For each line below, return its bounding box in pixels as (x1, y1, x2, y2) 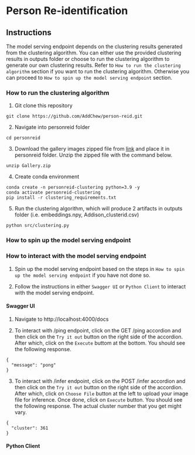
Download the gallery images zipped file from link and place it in (14, 145, 170, 152)
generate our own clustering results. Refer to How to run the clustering (6, 62, 181, 69)
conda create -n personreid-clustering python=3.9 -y (6, 185, 141, 191)
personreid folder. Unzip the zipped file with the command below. (14, 151, 173, 159)
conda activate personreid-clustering (6, 189, 101, 196)
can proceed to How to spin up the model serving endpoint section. (6, 74, 173, 81)
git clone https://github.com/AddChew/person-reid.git (6, 113, 143, 120)
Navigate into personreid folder (14, 124, 90, 131)
